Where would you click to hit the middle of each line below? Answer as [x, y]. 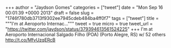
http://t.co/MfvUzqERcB [30, 40]
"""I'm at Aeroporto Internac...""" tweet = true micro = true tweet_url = [79, 23]
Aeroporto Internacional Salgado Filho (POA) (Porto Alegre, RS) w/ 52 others [86, 34]
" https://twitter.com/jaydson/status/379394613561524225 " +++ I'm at [79, 29]
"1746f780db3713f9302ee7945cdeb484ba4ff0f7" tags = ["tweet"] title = [82, 18]
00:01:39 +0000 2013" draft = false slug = [50, 13]
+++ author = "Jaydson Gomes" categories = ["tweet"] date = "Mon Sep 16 [84, 7]
